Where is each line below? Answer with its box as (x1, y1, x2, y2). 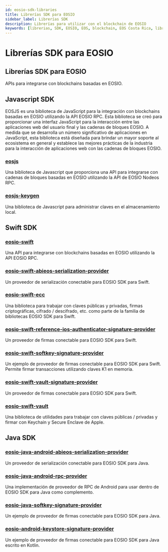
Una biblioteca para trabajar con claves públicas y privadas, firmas (5, 303, 143, 309)
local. (5, 209, 16, 215)
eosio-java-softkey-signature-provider (5, 502, 102, 509)
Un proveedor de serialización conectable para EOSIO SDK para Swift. (5, 279, 150, 285)
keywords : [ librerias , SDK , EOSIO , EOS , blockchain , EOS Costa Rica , (5, 26, 153, 31)
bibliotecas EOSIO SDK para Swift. (5, 313, 76, 319)
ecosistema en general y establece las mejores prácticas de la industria (5, 140, 152, 146)
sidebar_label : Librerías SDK (5, 16, 68, 21)
